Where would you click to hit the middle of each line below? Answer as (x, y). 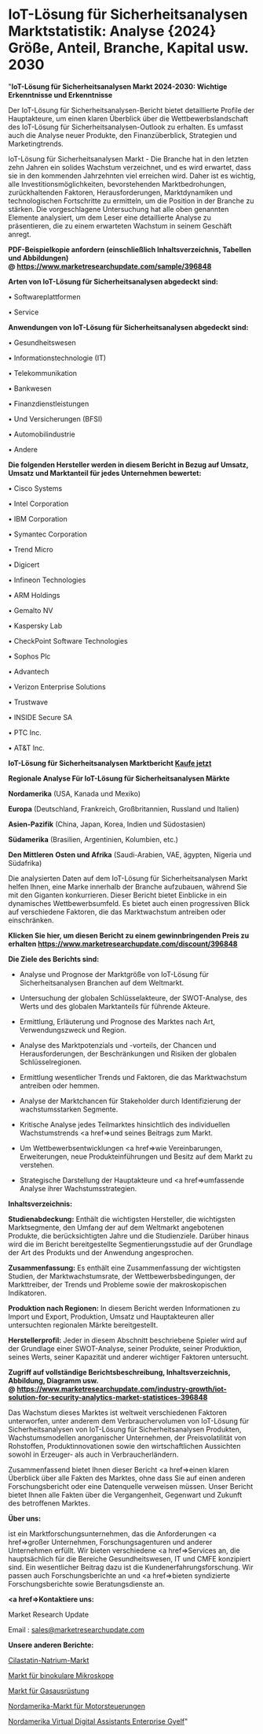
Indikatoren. (27, 1293)
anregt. (20, 234)
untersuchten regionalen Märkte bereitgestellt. (83, 1324)
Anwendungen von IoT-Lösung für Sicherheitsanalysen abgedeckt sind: (128, 327)
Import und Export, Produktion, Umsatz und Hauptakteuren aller (111, 1316)
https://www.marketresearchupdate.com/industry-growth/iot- (122, 1389)
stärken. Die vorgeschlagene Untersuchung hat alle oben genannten (119, 209)
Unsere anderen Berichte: (51, 1645)
